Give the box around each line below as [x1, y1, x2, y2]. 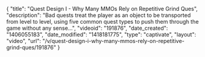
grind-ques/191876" [6, 44, 56, 51]
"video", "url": [6, 38, 42, 44]
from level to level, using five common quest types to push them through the [6, 18, 199, 25]
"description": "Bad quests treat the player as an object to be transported [6, 12, 191, 19]
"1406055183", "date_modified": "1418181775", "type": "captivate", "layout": [6, 31, 196, 38]
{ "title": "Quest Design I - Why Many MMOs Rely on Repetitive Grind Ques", [6, 5, 198, 12]
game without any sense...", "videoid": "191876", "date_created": [6, 24, 168, 32]
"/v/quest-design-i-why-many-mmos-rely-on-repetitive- [42, 38, 185, 44]
